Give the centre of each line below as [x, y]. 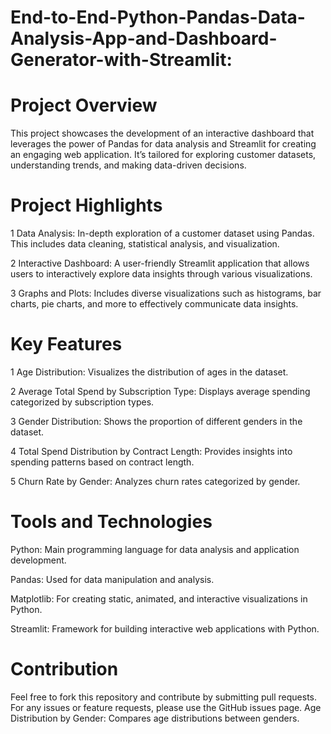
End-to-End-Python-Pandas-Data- [158, 17]
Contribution [64, 669]
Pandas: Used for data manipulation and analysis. [112, 579]
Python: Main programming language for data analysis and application [155, 549]
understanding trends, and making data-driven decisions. [128, 165]
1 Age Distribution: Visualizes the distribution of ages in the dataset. [149, 372]
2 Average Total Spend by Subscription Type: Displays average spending [160, 391]
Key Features [66, 344]
